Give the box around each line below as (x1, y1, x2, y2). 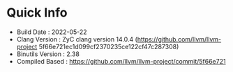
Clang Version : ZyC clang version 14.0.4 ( (16, 35, 137, 43)
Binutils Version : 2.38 (16, 50, 80, 58)
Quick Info (6, 5, 68, 21)
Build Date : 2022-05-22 (16, 28, 88, 36)
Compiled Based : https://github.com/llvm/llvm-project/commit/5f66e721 (16, 57, 226, 65)
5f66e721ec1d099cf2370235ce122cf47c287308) (38, 42, 179, 51)
